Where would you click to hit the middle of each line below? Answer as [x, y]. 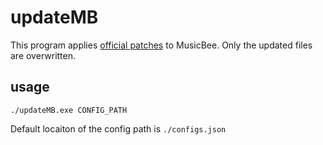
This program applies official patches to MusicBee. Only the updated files [161, 45]
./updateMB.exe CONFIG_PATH [69, 110]
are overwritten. [43, 55]
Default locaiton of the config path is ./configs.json [118, 128]
